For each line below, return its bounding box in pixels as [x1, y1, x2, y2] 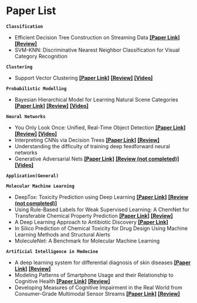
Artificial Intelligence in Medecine [6, 248, 98, 254]
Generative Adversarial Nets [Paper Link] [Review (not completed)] [14, 155, 179, 162]
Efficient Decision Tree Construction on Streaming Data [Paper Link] [14, 34, 180, 41]
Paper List [6, 4, 56, 18]
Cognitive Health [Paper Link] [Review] [14, 278, 110, 285]
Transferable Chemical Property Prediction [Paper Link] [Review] [14, 212, 173, 219]
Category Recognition [14, 52, 68, 59]
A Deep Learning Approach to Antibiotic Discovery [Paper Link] [14, 218, 169, 225]
